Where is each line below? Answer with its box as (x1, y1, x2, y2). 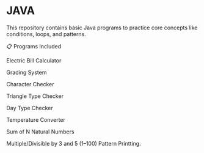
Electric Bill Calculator (6, 56, 62, 64)
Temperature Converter (6, 116, 66, 123)
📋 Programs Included (6, 42, 62, 50)
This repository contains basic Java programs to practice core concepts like (6, 24, 198, 31)
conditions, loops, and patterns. (6, 30, 87, 37)
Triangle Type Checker (6, 92, 64, 100)
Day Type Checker (6, 104, 53, 111)
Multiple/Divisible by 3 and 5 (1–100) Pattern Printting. (6, 140, 142, 147)
